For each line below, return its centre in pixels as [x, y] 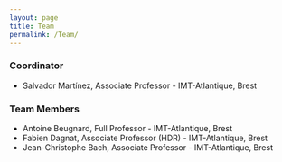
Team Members [44, 109]
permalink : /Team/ [44, 34]
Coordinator [37, 66]
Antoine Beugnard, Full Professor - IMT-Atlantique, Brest [127, 128]
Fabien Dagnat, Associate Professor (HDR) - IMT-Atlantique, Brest [145, 138]
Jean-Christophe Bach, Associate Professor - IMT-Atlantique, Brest [148, 147]
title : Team [32, 26]
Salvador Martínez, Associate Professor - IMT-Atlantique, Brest [140, 85]
